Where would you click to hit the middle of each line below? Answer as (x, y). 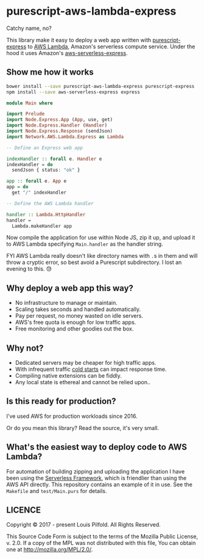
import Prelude (26, 114)
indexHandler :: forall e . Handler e (54, 159)
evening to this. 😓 (29, 269)
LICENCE (24, 510)
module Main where (30, 103)
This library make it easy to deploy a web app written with (79, 40)
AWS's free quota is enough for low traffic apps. (76, 323)
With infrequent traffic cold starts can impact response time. (91, 369)
